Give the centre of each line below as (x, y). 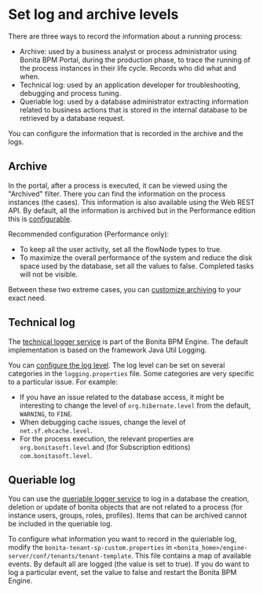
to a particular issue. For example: (63, 382)
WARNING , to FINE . (46, 413)
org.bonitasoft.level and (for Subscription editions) (105, 447)
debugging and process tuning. (70, 93)
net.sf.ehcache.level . (56, 430)
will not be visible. (49, 274)
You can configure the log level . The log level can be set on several (117, 365)
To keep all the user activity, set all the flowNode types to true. (121, 249)
